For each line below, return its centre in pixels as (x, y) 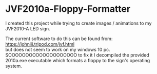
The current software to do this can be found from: (59, 39)
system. (14, 66)
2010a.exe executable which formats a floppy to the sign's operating (78, 60)
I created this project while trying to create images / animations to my (78, 23)
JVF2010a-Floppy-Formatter (68, 9)
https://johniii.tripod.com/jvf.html (40, 44)
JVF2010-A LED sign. (28, 28)
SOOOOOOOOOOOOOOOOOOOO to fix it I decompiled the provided (77, 55)
